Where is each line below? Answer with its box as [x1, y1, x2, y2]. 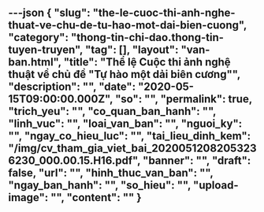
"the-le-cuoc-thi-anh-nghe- [92, 6, 236, 20]
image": [8, 191, 49, 204]
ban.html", [8, 55, 61, 69]
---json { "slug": [8, 6, 91, 20]
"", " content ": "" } [50, 191, 142, 204]
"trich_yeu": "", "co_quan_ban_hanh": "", [8, 105, 217, 118]
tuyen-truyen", [8, 43, 84, 57]
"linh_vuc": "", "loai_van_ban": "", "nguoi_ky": [8, 117, 243, 131]
